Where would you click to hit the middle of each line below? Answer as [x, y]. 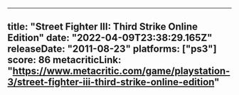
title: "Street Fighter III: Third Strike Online [102, 27]
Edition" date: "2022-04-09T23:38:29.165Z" [110, 38]
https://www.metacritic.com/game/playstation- [121, 71]
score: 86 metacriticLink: [64, 60]
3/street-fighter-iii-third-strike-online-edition [111, 82]
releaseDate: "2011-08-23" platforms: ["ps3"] [112, 49]
